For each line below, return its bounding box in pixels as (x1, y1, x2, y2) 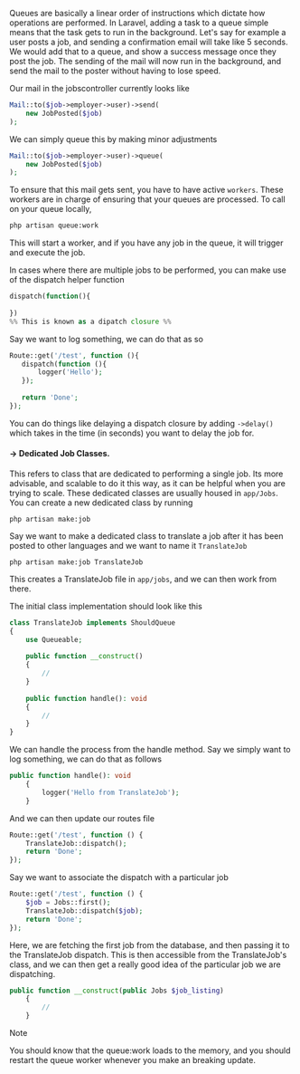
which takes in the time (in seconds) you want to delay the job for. (9, 427, 255, 438)
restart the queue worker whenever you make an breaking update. (9, 1055, 256, 1066)
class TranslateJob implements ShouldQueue (9, 618, 176, 628)
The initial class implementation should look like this (9, 600, 203, 611)
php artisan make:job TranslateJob (9, 557, 144, 567)
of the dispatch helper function (9, 274, 125, 285)
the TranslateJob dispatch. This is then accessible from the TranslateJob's (9, 949, 287, 960)
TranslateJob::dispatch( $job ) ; (25, 906, 144, 916)
